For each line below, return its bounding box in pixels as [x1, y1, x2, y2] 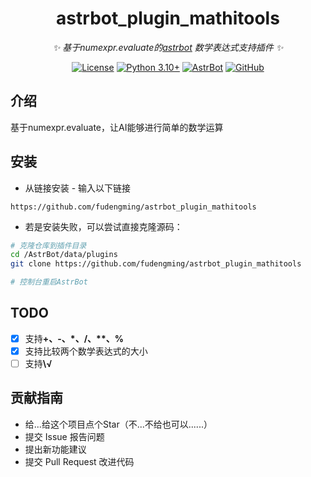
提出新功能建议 [24, 443, 87, 455]
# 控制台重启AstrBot [10, 277, 88, 287]
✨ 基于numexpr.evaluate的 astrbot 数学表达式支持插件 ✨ [52, 41, 284, 53]
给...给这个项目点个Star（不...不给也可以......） [24, 418, 213, 430]
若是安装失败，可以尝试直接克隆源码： [24, 220, 183, 232]
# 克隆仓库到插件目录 [10, 240, 87, 251]
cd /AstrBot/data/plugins [10, 250, 118, 260]
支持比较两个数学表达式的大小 [24, 345, 148, 357]
